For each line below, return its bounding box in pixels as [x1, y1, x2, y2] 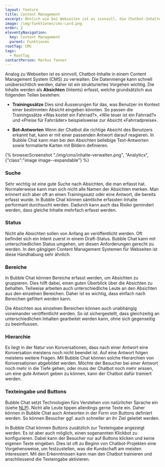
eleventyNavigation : [5, 30, 48, 35]
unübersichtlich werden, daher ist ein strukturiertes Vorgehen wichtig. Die [5, 82, 155, 88]
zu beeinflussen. [5, 321, 39, 327]
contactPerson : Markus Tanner [5, 58, 67, 63]
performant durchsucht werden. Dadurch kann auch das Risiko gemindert [5, 201, 154, 207]
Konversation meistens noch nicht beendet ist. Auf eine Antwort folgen [5, 350, 148, 356]
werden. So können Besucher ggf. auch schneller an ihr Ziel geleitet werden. [5, 415, 160, 421]
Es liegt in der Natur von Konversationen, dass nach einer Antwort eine [5, 344, 148, 350]
